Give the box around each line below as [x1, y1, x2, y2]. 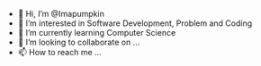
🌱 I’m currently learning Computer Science [17, 28, 176, 37]
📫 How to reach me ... [17, 47, 102, 57]
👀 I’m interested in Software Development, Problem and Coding [17, 18, 253, 29]
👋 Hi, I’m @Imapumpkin [17, 9, 105, 19]
